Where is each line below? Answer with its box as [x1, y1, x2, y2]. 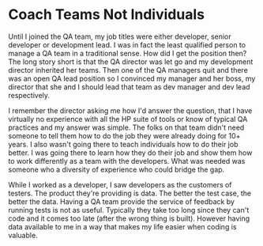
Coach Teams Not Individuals [8, 6, 205, 24]
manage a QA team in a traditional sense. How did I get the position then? [8, 48, 247, 58]
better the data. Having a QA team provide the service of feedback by [8, 196, 235, 206]
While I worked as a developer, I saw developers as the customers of [8, 180, 232, 189]
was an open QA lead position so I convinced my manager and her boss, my [8, 74, 256, 83]
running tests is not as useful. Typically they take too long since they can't [8, 205, 250, 214]
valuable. [8, 230, 38, 240]
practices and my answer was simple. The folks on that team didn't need [8, 123, 245, 132]
